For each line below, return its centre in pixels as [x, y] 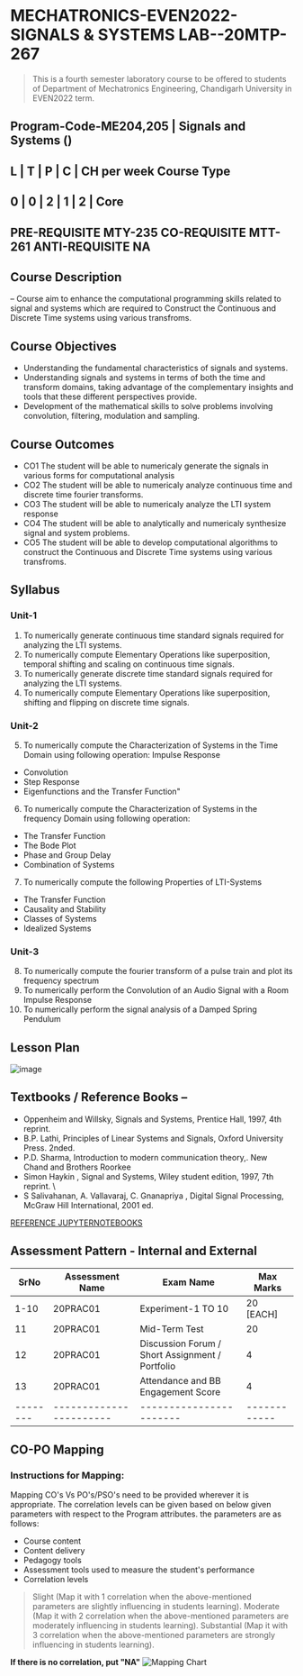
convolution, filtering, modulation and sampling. [111, 416]
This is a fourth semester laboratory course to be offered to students [159, 78]
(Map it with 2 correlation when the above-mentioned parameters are [160, 1616]
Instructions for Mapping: [67, 1475]
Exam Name [188, 1282]
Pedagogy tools [52, 1561]
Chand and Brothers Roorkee [77, 1167]
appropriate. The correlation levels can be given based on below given [141, 1505]
